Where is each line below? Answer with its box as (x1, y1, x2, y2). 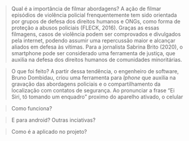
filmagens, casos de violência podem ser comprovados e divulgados (11, 31, 181, 38)
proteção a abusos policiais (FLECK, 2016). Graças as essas (11, 24, 160, 31)
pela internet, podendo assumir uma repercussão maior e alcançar (11, 37, 176, 44)
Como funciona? (11, 105, 52, 112)
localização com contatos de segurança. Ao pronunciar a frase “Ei (11, 87, 175, 94)
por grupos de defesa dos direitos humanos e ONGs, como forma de (11, 18, 181, 25)
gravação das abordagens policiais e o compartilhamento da (11, 80, 161, 88)
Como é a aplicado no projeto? (11, 128, 87, 135)
